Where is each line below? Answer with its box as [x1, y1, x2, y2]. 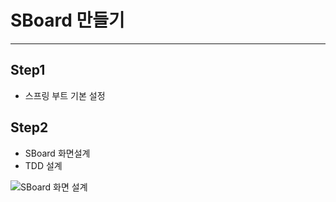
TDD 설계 [24, 159, 63, 171]
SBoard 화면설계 [24, 147, 91, 159]
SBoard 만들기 [10, 9, 125, 32]
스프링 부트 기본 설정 [24, 89, 106, 101]
